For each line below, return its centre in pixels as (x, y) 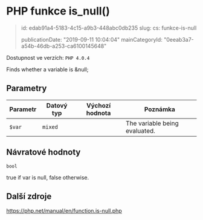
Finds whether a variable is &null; (47, 69)
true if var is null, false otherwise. (48, 177)
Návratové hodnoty (43, 152)
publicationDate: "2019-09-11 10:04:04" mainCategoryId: (92, 39)
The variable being (153, 123)
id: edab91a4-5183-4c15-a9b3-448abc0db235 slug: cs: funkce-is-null (109, 28)
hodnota (98, 113)
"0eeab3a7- (179, 39)
